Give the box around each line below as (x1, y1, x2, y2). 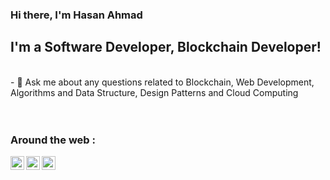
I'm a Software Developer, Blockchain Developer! (10, 39, 322, 56)
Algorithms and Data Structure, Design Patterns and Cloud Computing (10, 86, 299, 98)
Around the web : (10, 133, 96, 147)
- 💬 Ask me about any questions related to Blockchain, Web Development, (10, 76, 315, 88)
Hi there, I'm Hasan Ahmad (10, 8, 143, 22)
